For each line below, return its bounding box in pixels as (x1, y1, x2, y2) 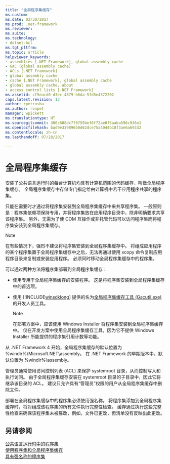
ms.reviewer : (5, 26, 33, 31)
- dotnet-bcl (5, 40, 33, 46)
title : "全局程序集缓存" (5, 7, 52, 13)
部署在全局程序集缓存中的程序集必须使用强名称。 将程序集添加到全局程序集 (5, 398, 162, 404)
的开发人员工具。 (12, 301, 49, 307)
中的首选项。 (12, 283, 39, 289)
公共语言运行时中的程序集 (5, 441, 59, 447)
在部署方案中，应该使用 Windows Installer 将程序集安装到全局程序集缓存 (12, 321, 163, 327)
